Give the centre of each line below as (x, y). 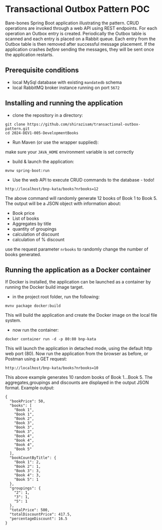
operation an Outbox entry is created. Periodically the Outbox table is (76, 33)
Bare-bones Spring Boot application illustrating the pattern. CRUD (72, 23)
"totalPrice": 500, (30, 510)
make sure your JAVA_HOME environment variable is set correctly (69, 152)
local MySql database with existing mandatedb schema (67, 82)
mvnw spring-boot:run (27, 171)
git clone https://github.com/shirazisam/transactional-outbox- (73, 124)
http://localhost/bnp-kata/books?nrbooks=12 (52, 189)
